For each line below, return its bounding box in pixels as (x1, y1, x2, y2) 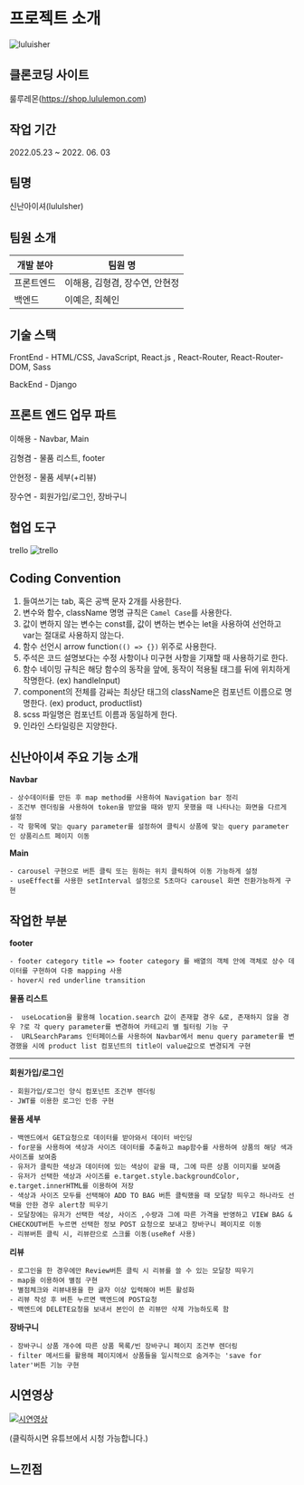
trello (9, 544, 29, 555)
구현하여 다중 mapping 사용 (31, 966, 123, 976)
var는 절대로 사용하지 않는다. (22, 630, 125, 641)
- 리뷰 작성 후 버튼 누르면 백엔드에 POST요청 (9, 1296, 157, 1305)
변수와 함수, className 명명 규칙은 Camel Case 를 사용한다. (22, 608, 233, 618)
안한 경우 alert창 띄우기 (25, 1201, 109, 1210)
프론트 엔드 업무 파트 (9, 407, 117, 423)
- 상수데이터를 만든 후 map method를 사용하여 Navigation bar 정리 (9, 793, 239, 802)
